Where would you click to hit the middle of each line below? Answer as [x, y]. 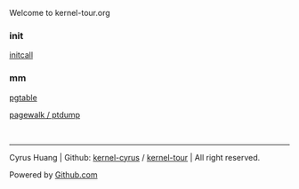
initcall [21, 55]
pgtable [23, 98]
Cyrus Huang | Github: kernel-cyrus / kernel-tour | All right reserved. [135, 157]
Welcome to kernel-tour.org [60, 13]
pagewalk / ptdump [45, 114]
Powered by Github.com [53, 174]
